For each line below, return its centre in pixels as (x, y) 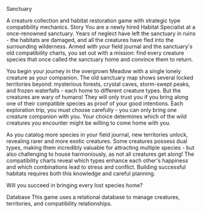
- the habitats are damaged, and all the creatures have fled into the (90, 40)
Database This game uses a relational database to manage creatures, (93, 197)
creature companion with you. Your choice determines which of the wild (96, 116)
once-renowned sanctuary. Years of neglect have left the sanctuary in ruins (101, 33)
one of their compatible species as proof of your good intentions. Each (95, 103)
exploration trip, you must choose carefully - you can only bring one (92, 110)
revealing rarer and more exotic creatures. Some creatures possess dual (97, 141)
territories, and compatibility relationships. (59, 204)
